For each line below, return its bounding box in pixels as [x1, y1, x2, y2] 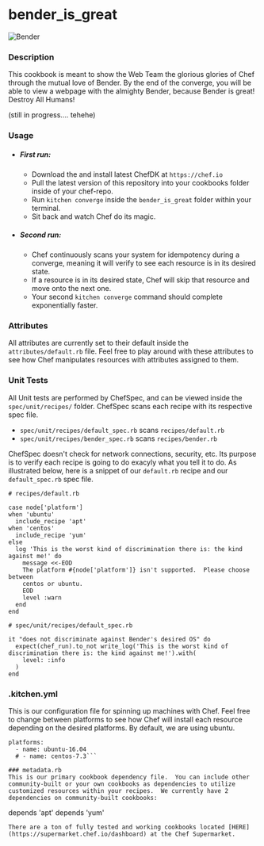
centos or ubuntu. [22, 580, 83, 588]
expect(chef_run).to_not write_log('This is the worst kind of [15, 642, 228, 650]
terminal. [31, 204, 61, 213]
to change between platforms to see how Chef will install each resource [8, 714, 243, 724]
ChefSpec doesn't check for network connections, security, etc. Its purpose [8, 449, 257, 458]
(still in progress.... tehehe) [8, 110, 96, 120]
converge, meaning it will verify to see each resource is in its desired [31, 258, 256, 268]
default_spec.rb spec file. [8, 474, 94, 484]
